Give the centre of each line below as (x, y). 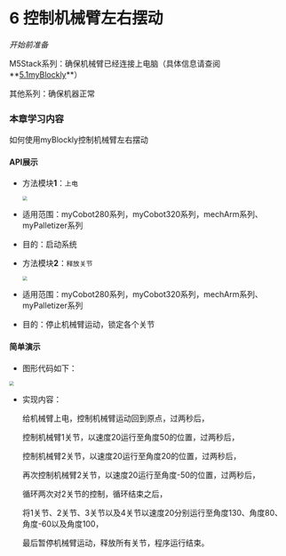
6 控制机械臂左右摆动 (86, 18)
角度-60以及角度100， (63, 524)
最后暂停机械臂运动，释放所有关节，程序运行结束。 (115, 543)
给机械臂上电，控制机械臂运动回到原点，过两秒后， (115, 418)
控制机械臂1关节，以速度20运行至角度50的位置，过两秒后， (131, 437)
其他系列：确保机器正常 (52, 93)
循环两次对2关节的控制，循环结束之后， (95, 494)
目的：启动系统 (49, 245)
